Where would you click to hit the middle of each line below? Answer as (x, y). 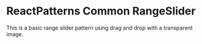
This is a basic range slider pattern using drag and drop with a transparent (100, 28)
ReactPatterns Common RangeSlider (101, 11)
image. (15, 34)
